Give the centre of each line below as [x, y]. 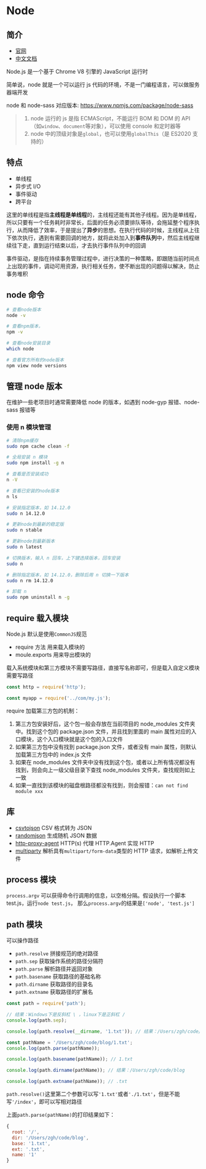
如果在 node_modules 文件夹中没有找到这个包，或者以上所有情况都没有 [105, 762]
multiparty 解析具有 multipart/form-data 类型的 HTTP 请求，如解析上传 [104, 851]
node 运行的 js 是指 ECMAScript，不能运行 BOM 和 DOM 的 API [110, 118]
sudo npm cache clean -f [38, 446]
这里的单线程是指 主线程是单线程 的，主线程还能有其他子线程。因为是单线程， [103, 214]
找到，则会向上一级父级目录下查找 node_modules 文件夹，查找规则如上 [105, 770]
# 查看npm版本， [25, 326]
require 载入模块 [38, 618]
